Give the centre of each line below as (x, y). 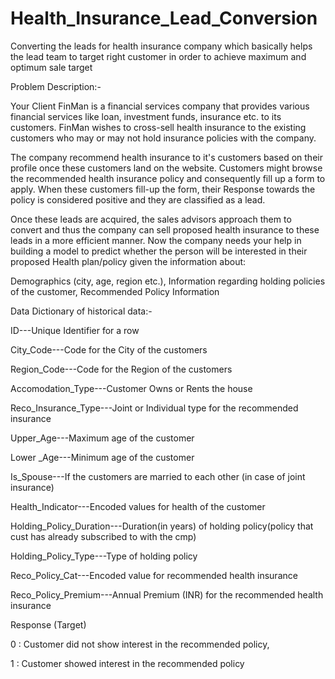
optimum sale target (51, 67)
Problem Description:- (56, 86)
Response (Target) (48, 624)
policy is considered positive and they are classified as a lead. (138, 199)
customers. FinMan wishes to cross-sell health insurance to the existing (158, 127)
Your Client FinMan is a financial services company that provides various (160, 106)
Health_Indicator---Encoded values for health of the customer (138, 506)
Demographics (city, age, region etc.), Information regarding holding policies (168, 281)
